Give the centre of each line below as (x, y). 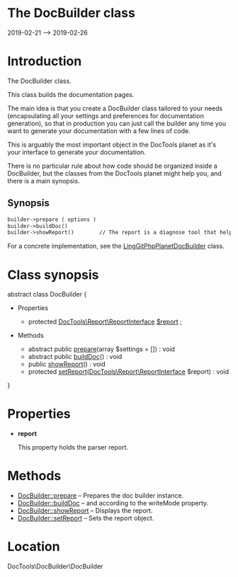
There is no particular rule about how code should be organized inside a (112, 166)
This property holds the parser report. (73, 447)
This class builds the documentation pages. (71, 94)
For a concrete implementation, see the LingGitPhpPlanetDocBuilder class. (116, 246)
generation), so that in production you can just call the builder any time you (117, 123)
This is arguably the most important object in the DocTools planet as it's (112, 144)
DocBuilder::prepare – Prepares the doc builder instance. (101, 496)
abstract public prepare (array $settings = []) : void (102, 349)
